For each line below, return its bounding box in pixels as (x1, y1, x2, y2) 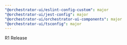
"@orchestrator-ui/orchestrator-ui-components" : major (5, 16, 122, 21)
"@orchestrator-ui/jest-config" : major (5, 12, 89, 17)
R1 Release (5, 35, 27, 41)
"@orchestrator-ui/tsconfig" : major (5, 21, 82, 26)
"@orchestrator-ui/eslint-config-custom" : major (5, 7, 109, 12)
